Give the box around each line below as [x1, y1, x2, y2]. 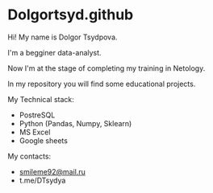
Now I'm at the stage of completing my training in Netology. [7, 63, 206, 73]
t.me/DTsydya [19, 175, 66, 185]
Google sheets [19, 135, 68, 146]
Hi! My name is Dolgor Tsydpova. [7, 32, 118, 42]
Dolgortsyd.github [7, 6, 134, 24]
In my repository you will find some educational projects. [7, 79, 196, 88]
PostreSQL [19, 110, 56, 120]
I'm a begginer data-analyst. [7, 47, 102, 57]
